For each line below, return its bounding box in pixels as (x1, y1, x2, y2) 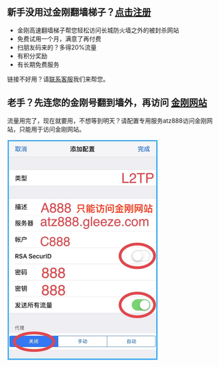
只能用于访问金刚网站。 (18, 125, 86, 133)
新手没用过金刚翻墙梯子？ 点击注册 (7, 6, 151, 19)
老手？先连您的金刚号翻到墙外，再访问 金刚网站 (7, 97, 207, 108)
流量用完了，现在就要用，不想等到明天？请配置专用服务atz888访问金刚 (7, 116, 207, 125)
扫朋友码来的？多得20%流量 (16, 43, 97, 51)
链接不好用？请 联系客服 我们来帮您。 (7, 75, 109, 83)
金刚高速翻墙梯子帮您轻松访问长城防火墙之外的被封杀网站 (16, 26, 179, 34)
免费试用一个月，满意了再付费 (16, 34, 101, 43)
